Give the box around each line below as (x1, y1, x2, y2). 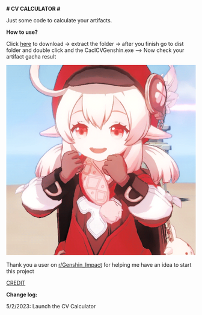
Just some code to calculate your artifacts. (6, 17, 112, 24)
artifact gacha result (6, 53, 57, 60)
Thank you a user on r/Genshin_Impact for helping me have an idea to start (6, 261, 192, 268)
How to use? (6, 28, 38, 36)
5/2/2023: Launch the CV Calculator (6, 303, 96, 310)
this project (6, 268, 34, 275)
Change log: (6, 291, 38, 298)
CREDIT (6, 279, 26, 286)
